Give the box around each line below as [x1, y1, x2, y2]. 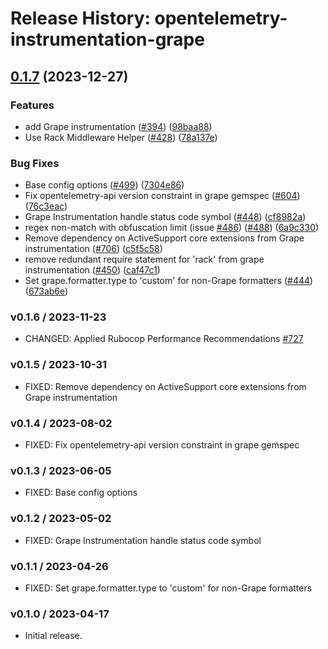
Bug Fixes [10, 156, 60, 170]
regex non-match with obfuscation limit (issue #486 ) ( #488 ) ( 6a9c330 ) [24, 222, 320, 234]
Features [10, 98, 55, 112]
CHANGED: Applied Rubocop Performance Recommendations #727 [24, 333, 304, 345]
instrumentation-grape [10, 28, 205, 51]
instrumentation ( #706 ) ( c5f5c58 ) [24, 243, 163, 255]
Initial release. [24, 630, 83, 642]
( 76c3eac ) [24, 200, 68, 212]
